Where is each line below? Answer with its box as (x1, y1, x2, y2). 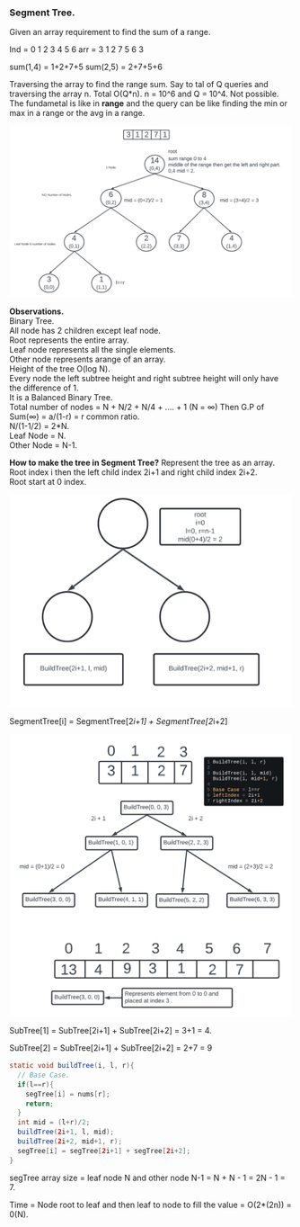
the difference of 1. (9, 382, 79, 393)
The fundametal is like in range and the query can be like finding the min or (9, 98, 288, 109)
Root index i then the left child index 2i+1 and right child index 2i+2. (9, 466, 258, 478)
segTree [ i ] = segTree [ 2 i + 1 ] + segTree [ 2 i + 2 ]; (17, 1146, 191, 1155)
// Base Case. (17, 1070, 70, 1079)
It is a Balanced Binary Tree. (9, 391, 113, 402)
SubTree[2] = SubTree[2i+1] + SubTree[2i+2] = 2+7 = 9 (9, 1043, 213, 1053)
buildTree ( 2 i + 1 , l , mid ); (17, 1127, 115, 1137)
